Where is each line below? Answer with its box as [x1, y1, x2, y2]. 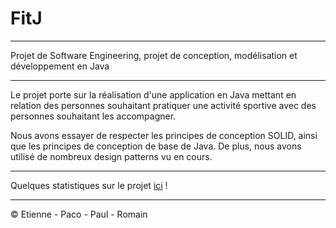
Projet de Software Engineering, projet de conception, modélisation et [10, 49, 298, 61]
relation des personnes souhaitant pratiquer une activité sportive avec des [10, 99, 317, 111]
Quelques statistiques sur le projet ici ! [10, 179, 168, 191]
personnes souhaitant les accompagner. [10, 110, 177, 122]
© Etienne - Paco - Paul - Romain [10, 208, 148, 220]
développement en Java [10, 60, 110, 72]
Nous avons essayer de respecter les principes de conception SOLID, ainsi [10, 129, 318, 141]
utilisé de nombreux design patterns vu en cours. [10, 150, 213, 162]
